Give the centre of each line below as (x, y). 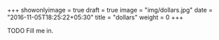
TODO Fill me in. (30, 31)
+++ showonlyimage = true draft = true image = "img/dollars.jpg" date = (110, 10)
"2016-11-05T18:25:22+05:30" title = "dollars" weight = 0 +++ (95, 17)
